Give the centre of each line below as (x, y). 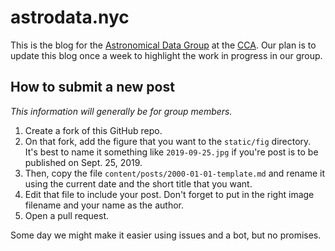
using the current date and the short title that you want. (138, 183)
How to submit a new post (92, 87)
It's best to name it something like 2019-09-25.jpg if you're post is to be (171, 152)
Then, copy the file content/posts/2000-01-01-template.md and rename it (175, 173)
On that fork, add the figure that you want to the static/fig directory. (168, 141)
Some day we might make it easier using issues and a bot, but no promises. (166, 235)
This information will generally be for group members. (121, 111)
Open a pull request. (67, 215)
